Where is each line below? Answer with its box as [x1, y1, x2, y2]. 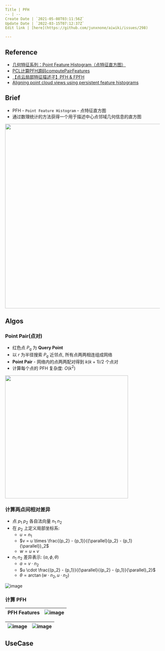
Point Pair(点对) [5, 333, 43, 340]
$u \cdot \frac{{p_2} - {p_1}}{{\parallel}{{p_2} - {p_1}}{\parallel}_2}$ [19, 567, 156, 573]
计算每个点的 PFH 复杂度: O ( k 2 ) [12, 365, 76, 371]
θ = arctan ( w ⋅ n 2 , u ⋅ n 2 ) [19, 572, 70, 579]
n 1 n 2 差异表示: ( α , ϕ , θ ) [12, 554, 59, 561]
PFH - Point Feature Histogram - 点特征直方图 [12, 107, 107, 113]
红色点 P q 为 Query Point [12, 345, 63, 352]
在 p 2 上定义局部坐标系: [12, 525, 60, 532]
